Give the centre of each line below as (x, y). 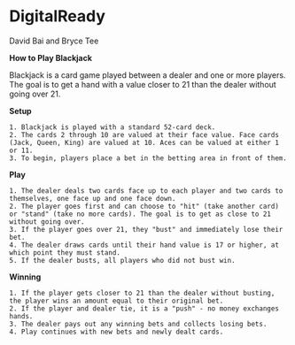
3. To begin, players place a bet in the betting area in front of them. (148, 158)
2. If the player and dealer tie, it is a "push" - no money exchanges (144, 308)
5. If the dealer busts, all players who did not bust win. (123, 260)
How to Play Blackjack (51, 57)
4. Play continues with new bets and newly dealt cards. (116, 332)
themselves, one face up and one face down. (93, 198)
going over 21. (35, 94)
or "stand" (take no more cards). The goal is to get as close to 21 (140, 214)
